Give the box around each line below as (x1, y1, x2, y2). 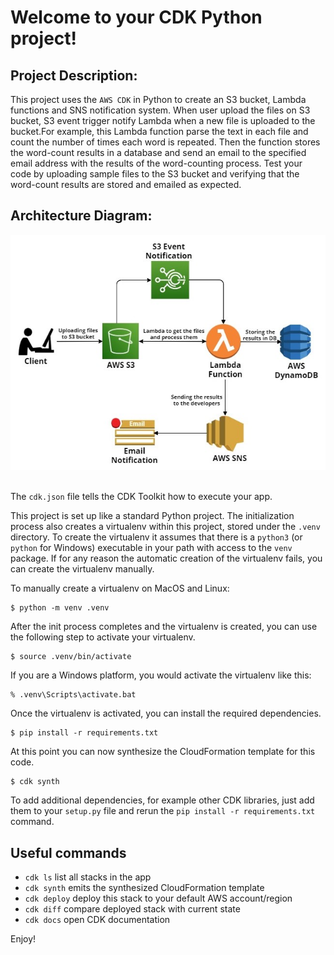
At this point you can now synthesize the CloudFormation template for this (10, 746, 316, 758)
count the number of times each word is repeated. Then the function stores (10, 136, 321, 148)
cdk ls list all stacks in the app (24, 871, 152, 883)
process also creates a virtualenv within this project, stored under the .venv (10, 521, 321, 533)
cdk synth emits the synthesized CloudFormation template (24, 882, 265, 894)
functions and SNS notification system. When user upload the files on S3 (10, 104, 311, 116)
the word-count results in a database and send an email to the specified (10, 147, 307, 158)
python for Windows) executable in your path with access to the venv (10, 542, 293, 554)
